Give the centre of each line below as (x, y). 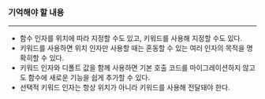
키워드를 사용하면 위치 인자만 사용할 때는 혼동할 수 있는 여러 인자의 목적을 (132, 48)
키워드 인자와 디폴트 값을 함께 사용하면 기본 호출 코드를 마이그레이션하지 (130, 68)
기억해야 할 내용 (36, 12)
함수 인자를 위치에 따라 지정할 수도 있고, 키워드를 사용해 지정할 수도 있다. (131, 38)
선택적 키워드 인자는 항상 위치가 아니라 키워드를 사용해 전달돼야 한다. (125, 87)
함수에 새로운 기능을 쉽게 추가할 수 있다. (89, 78)
